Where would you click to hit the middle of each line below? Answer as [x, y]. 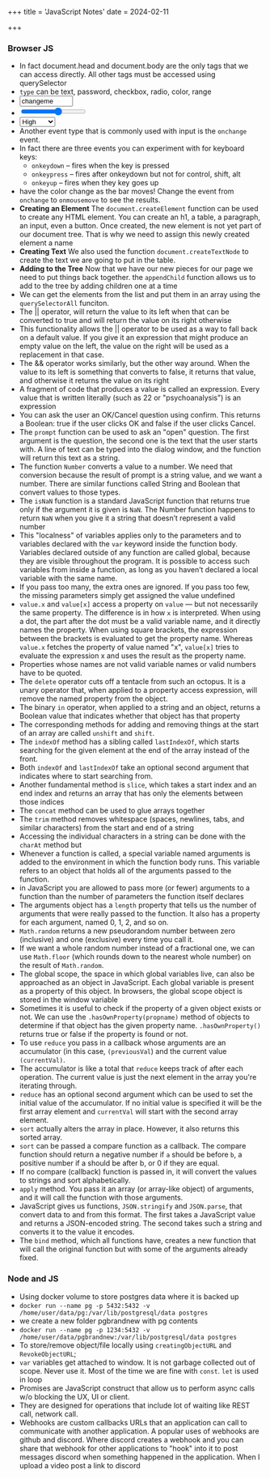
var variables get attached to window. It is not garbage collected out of [137, 1362]
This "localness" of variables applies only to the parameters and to [130, 535]
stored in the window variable [68, 1000]
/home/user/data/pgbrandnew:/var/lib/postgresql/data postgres [128, 1337]
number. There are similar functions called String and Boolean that [130, 484]
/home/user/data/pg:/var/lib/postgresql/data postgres [114, 1313]
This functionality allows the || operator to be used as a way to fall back [138, 329]
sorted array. [40, 1137]
